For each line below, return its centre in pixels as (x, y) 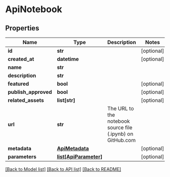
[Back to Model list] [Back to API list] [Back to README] (63, 169)
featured (18, 84)
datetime (68, 59)
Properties (22, 28)
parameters (22, 157)
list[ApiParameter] (80, 157)
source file (120, 128)
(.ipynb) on (120, 134)
